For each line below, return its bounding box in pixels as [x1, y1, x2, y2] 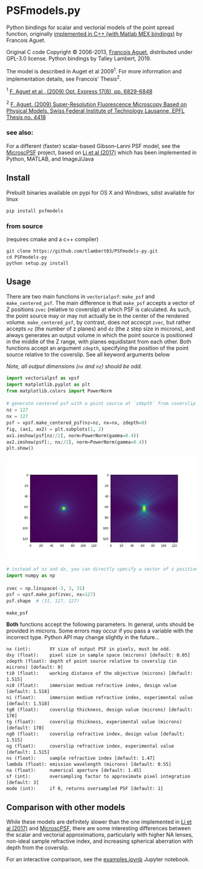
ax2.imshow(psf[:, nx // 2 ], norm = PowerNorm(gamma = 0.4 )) [6, 439, 147, 445]
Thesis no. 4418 [6, 113, 47, 121]
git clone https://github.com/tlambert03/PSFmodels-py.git [6, 248, 158, 254]
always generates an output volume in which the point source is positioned [6, 331, 193, 338]
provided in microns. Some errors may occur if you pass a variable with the [6, 627, 193, 634]
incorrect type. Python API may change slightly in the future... [6, 634, 160, 641]
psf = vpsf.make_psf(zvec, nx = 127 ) [6, 592, 96, 598]
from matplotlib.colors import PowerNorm [6, 388, 112, 394]
